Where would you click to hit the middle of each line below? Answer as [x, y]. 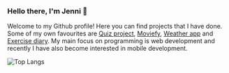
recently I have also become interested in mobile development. [97, 49]
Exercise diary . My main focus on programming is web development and [111, 41]
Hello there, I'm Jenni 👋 [47, 11]
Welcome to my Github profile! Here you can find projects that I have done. [115, 26]
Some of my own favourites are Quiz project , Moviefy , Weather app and [110, 33]
